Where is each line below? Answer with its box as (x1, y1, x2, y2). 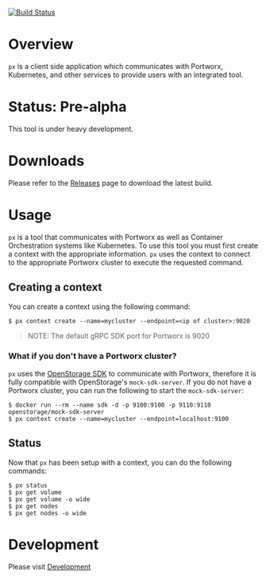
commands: (8, 465, 48, 476)
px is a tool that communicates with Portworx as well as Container (8, 232, 224, 241)
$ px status (8, 481, 48, 489)
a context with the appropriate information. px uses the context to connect (8, 249, 251, 258)
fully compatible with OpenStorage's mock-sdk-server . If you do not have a (8, 377, 252, 387)
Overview (8, 36, 74, 53)
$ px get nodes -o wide (8, 509, 87, 517)
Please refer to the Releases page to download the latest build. (8, 178, 214, 187)
